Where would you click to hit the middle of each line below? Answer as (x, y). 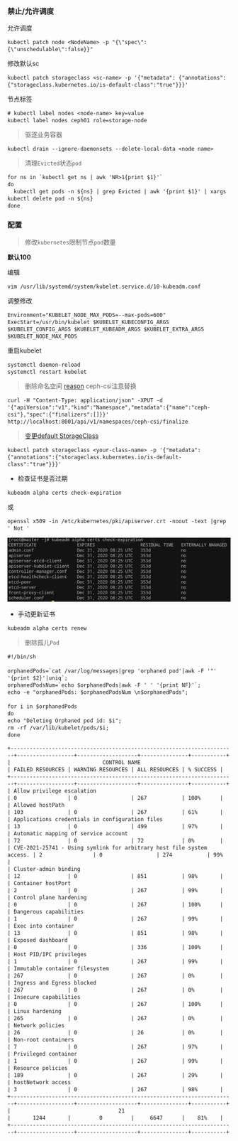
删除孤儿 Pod (42, 642)
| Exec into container (41, 926)
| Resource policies (38, 1068)
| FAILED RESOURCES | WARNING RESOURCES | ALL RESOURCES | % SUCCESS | (115, 769)
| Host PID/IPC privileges (47, 954)
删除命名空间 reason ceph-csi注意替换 (80, 386)
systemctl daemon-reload (44, 365)
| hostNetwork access (39, 1082)
